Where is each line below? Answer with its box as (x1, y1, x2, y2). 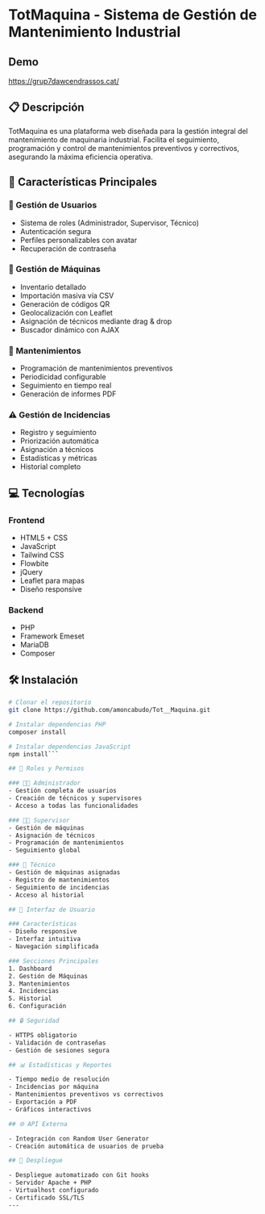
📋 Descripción (8, 101, 85, 115)
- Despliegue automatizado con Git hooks (8, 1171, 150, 1179)
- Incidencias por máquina (8, 1083, 99, 1091)
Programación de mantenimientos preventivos (19, 363, 173, 373)
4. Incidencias (8, 987, 60, 995)
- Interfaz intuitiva (8, 935, 81, 944)
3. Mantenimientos (8, 979, 70, 988)
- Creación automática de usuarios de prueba (8, 1142, 164, 1150)
